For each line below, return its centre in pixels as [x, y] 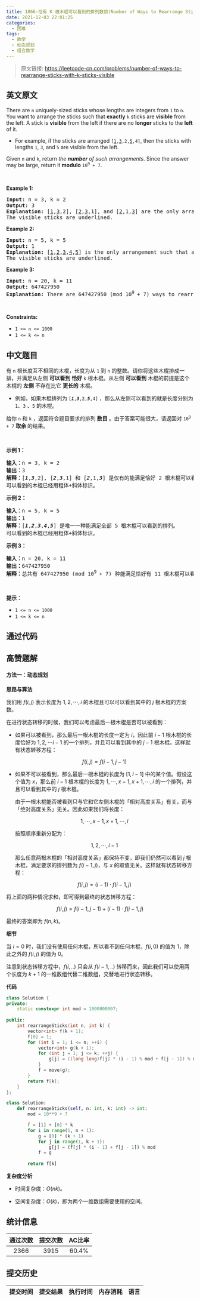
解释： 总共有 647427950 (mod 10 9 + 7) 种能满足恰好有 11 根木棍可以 [98, 573]
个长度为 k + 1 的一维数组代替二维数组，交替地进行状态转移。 [81, 974]
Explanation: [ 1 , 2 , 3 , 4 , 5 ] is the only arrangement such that [97, 252]
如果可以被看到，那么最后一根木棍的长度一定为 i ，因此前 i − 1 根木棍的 [101, 734]
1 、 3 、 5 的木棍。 [36, 406]
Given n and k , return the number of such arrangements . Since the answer [98, 158]
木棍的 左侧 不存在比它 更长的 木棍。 [51, 386]
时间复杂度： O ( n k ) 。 [40, 1189]
